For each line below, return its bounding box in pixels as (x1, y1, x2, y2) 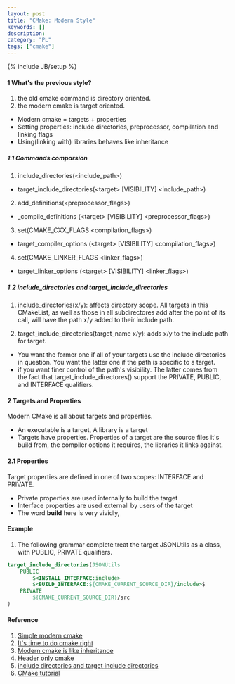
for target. (17, 337, 47, 346)
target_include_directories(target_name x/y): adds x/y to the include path (17, 329, 229, 338)
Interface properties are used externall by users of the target (17, 501, 193, 509)
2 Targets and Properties (7, 396, 81, 405)
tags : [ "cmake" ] (7, 43, 55, 50)
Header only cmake (17, 654, 74, 662)
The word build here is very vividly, (17, 508, 120, 517)
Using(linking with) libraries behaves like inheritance (17, 138, 169, 146)
